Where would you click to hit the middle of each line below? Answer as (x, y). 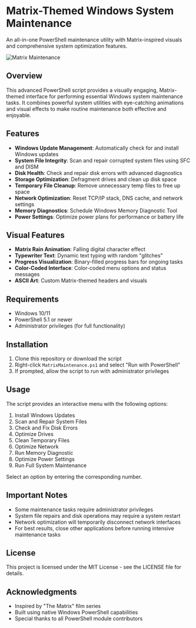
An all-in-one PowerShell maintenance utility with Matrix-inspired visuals (94, 39)
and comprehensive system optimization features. (67, 46)
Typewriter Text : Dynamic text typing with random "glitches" (89, 256)
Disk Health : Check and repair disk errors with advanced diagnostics (98, 173)
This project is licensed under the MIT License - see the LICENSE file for (94, 567)
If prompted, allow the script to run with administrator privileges (92, 371)
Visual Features (35, 235)
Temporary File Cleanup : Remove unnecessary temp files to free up (97, 185)
